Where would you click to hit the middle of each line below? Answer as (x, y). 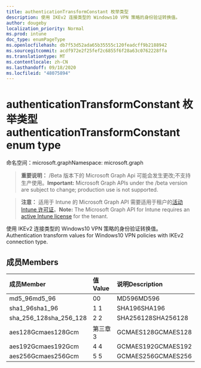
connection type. (27, 242)
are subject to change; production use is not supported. (89, 190)
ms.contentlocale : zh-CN (37, 62)
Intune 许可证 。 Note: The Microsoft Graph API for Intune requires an (105, 210)
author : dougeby (26, 23)
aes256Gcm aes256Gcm (44, 356)
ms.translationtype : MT (36, 56)
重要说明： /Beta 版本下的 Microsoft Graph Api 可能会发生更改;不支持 (106, 176)
